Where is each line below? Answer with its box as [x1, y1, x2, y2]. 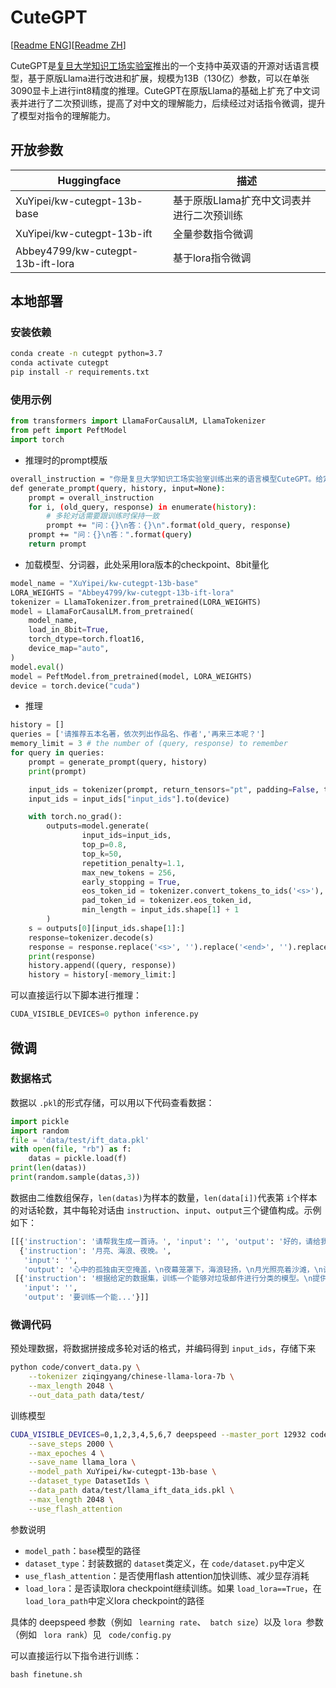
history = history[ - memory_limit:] [28, 970, 177, 980]
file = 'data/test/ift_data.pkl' [10, 1135, 150, 1145]
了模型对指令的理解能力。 [10, 109, 116, 121]
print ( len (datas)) [10, 1163, 87, 1173]
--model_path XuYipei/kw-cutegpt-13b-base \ [28, 1467, 217, 1477]
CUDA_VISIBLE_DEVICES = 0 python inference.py [10, 1009, 199, 1020]
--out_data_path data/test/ [28, 1390, 145, 1400]
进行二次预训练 [172, 208, 243, 222]
